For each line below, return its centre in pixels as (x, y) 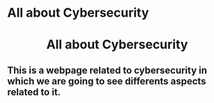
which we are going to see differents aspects (107, 81)
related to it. (34, 92)
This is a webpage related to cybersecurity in (107, 70)
